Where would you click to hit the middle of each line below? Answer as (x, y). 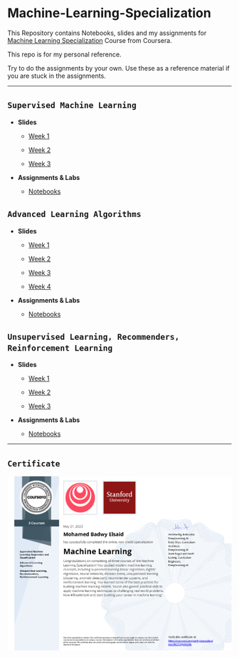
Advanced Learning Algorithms (74, 214)
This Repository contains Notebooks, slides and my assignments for (107, 33)
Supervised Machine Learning (72, 105)
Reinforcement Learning (60, 348)
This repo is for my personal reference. (65, 54)
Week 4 (39, 286)
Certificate (34, 463)
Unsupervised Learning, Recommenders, (94, 337)
